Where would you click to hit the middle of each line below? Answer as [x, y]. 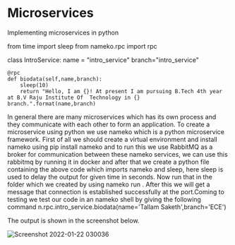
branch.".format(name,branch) [52, 104]
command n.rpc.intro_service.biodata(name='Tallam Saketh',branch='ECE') [117, 207]
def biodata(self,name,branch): [55, 79]
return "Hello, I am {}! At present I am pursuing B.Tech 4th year [121, 91]
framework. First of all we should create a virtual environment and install [112, 139]
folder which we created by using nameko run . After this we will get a [109, 184]
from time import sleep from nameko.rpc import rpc [82, 46]
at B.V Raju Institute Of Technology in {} [74, 97]
